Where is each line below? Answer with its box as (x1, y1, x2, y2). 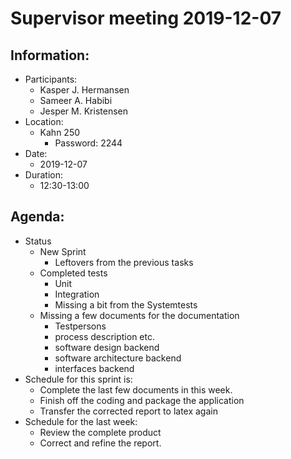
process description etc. (54, 330, 155, 342)
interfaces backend (54, 362, 135, 374)
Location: (24, 116, 64, 127)
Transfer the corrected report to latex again (39, 405, 218, 417)
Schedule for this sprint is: (24, 373, 133, 385)
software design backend (54, 341, 160, 353)
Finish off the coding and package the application (39, 394, 245, 406)
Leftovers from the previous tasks (54, 256, 194, 268)
